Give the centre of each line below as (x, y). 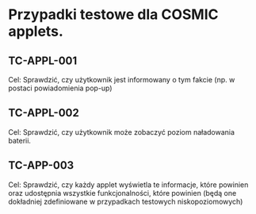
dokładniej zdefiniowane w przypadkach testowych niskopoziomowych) (126, 201)
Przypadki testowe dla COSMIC (113, 15)
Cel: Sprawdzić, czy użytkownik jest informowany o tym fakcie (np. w (122, 80)
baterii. (20, 140)
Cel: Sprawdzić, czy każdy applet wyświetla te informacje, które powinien (128, 185)
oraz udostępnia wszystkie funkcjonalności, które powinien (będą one (122, 193)
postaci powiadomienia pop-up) (60, 88)
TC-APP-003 (41, 165)
